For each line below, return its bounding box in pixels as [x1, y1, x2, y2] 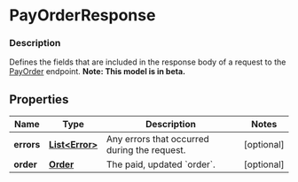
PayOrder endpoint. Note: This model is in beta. [9, 66, 186, 77]
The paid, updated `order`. [106, 158, 216, 171]
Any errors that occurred [106, 133, 210, 146]
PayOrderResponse [9, 5, 156, 26]
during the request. [106, 144, 186, 156]
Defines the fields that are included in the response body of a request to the [9, 57, 286, 67]
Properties [9, 92, 69, 107]
